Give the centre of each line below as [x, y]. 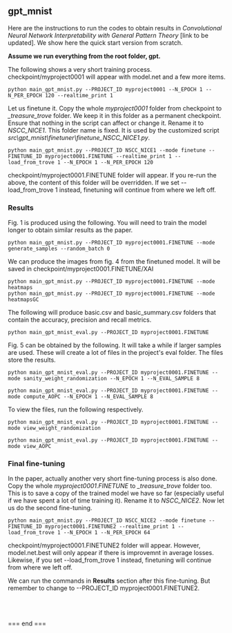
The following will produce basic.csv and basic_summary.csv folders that [112, 313]
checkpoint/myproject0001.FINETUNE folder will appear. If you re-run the [112, 175]
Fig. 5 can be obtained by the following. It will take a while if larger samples [115, 345]
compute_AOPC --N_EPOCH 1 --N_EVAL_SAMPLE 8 [88, 397]
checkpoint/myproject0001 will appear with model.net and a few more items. [117, 77]
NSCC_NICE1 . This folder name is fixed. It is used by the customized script [114, 130]
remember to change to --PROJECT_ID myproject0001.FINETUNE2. [104, 588]
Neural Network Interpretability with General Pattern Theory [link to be [108, 35]
